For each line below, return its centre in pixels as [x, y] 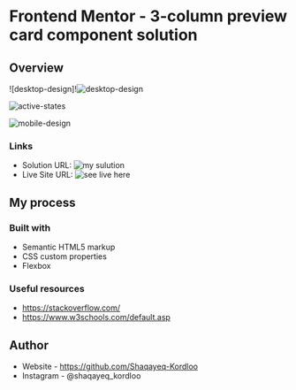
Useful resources [47, 288]
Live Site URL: [47, 175]
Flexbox [36, 265]
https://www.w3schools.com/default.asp [96, 317]
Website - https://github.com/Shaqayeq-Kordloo [110, 367]
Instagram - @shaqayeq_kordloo [81, 376]
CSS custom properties [65, 256]
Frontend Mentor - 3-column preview [148, 16]
